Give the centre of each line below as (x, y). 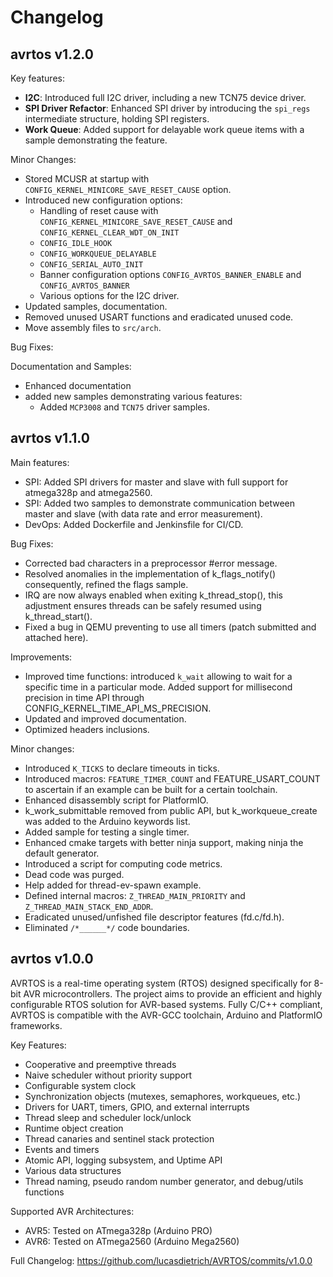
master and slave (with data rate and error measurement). (143, 513)
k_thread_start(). (58, 616)
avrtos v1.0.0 (52, 959)
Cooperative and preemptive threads (100, 1064)
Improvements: (41, 657)
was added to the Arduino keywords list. (107, 821)
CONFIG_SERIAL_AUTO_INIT (91, 265)
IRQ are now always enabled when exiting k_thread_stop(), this (153, 595)
